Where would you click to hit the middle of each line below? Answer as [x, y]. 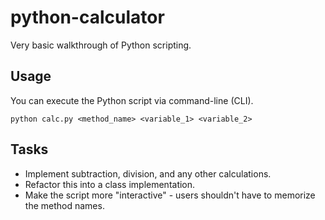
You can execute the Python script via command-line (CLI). [132, 100]
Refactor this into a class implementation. [110, 184]
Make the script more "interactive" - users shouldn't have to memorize [170, 195]
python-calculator [87, 17]
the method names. [64, 205]
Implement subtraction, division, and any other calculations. [148, 173]
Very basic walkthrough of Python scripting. [101, 45]
